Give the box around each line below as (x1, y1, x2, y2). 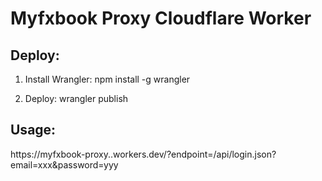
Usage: (10, 122, 57, 139)
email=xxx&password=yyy (10, 158, 119, 171)
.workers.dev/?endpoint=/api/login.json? (109, 148, 277, 160)
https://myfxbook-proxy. (10, 148, 111, 160)
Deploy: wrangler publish (24, 93, 129, 104)
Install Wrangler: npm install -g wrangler (24, 73, 191, 85)
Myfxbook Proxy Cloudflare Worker (10, 7, 312, 30)
